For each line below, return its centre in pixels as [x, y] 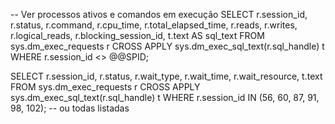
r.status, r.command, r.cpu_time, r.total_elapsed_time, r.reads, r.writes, [154, 25]
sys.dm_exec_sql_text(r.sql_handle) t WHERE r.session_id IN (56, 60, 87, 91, [165, 97]
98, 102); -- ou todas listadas [70, 108]
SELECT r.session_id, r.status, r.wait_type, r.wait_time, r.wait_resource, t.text [166, 76]
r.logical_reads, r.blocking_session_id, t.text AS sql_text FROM [137, 35]
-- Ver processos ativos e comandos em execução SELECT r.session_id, [159, 14]
